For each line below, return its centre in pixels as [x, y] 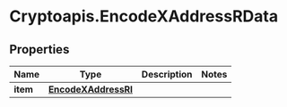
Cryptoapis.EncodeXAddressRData [144, 16]
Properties [39, 49]
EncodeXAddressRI [90, 89]
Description [167, 74]
